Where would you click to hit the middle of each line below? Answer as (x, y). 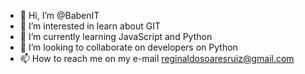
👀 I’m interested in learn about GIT (90, 26)
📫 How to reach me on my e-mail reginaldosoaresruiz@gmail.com (157, 58)
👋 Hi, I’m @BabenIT (59, 15)
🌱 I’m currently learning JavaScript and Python (116, 36)
